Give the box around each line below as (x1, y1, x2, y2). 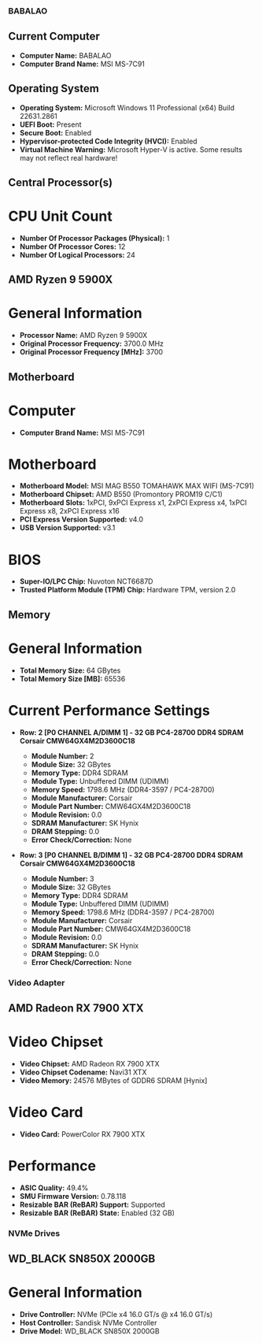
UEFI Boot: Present (19, 120, 82, 129)
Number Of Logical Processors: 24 (19, 250, 135, 259)
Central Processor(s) (8, 176, 113, 189)
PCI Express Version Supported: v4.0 (19, 514, 144, 525)
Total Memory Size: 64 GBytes (19, 666, 121, 675)
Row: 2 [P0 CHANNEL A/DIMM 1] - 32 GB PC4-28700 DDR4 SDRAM (19, 727, 244, 737)
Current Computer (8, 30, 101, 43)
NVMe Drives (8, 1227, 61, 1238)
